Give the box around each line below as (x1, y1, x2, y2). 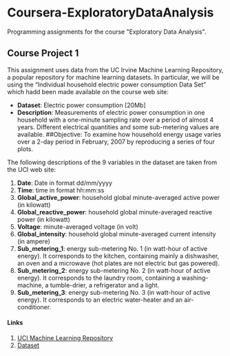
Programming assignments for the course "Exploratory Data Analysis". (7, 27, 207, 36)
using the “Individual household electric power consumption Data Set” (7, 80, 207, 89)
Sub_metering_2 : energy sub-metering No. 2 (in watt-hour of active (17, 266, 211, 274)
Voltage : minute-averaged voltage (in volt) (17, 222, 139, 231)
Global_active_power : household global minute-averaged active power (17, 193, 220, 201)
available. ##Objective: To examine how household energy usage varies (17, 130, 222, 138)
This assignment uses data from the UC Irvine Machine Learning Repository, (7, 65, 224, 74)
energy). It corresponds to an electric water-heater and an (17, 296, 183, 304)
